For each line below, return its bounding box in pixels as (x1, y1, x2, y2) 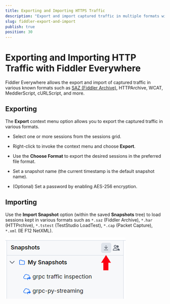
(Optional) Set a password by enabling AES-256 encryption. (12, 183, 138, 189)
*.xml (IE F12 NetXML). (5, 228, 53, 234)
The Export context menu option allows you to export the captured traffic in (5, 118, 163, 124)
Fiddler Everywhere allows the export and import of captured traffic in (5, 79, 151, 85)
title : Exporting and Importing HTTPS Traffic (5, 8, 105, 13)
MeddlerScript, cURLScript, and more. (5, 90, 85, 96)
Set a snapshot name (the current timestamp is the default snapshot (12, 168, 155, 174)
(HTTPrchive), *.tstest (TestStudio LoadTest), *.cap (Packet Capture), (5, 222, 153, 228)
